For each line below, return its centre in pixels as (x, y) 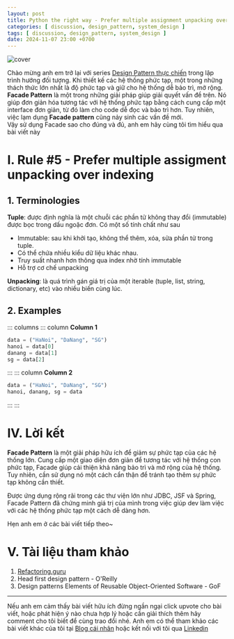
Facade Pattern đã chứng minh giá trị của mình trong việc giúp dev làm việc (116, 503)
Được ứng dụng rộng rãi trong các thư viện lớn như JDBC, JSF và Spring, (112, 496)
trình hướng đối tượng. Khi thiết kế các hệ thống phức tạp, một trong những (115, 80)
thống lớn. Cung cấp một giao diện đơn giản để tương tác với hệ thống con (114, 460)
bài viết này (24, 132)
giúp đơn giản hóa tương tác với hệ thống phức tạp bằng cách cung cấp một (117, 102)
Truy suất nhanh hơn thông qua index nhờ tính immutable (99, 260)
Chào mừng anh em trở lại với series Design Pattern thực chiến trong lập (111, 73)
